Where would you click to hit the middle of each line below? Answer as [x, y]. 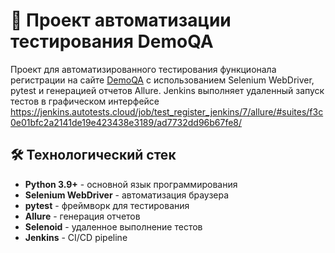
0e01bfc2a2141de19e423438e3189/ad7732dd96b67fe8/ [126, 122]
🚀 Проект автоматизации [121, 20]
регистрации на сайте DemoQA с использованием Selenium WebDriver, [162, 80]
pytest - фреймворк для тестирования [107, 205]
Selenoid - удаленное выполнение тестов [113, 226]
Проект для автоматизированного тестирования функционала [143, 69]
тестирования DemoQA [112, 41]
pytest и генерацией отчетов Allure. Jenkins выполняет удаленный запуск [167, 90]
